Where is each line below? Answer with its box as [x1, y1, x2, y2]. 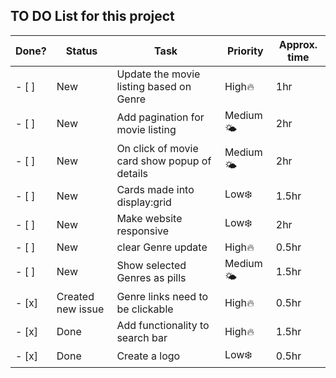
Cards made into [116, 182, 195, 196]
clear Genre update [116, 240, 208, 254]
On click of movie [116, 141, 199, 155]
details [116, 166, 148, 180]
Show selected [116, 259, 187, 273]
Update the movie [116, 67, 201, 81]
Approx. [278, 37, 318, 51]
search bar [116, 330, 168, 344]
